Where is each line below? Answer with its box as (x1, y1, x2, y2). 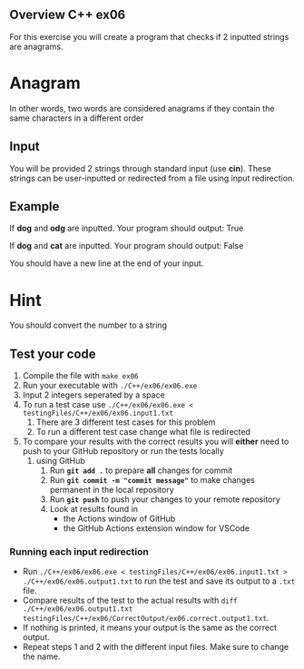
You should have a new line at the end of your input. (9, 258, 204, 269)
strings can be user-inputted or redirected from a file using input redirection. (9, 172, 295, 183)
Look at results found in (49, 504, 139, 515)
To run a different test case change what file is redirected (35, 427, 251, 438)
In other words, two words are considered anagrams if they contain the (9, 103, 275, 113)
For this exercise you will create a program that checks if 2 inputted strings (9, 31, 289, 42)
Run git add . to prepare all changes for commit (49, 465, 233, 476)
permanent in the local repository (49, 485, 174, 496)
